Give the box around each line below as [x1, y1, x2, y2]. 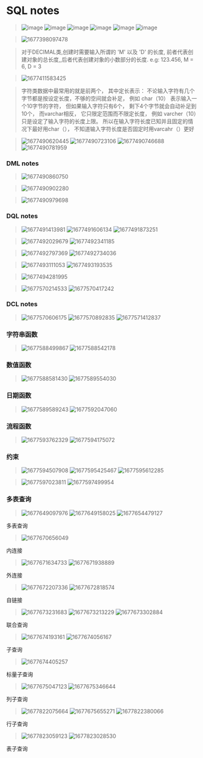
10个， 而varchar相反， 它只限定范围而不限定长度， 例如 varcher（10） [21, 110, 197, 117]
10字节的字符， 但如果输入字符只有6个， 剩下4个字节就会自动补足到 [26, 102, 196, 110]
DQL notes [6, 212, 38, 220]
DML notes [6, 159, 40, 168]
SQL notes [6, 4, 60, 18]
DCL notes [6, 300, 38, 309]
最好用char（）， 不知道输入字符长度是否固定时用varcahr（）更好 [32, 125, 194, 132]
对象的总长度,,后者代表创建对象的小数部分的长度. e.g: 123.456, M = [26, 55, 194, 63]
